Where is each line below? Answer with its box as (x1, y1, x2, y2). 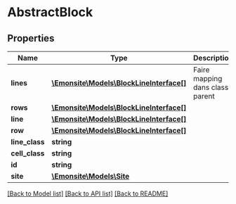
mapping (192, 74, 223, 83)
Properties (7, 32, 55, 44)
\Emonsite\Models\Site (51, 172, 130, 181)
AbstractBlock (7, 4, 93, 20)
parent (192, 91, 216, 101)
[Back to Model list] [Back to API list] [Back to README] (7, 189, 169, 198)
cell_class (11, 148, 45, 158)
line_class (11, 137, 45, 146)
